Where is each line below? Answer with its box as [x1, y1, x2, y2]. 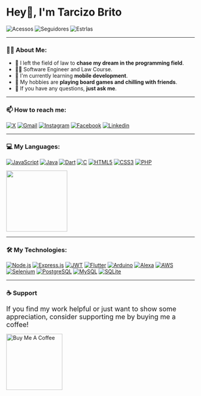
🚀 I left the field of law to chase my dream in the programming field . [14, 59, 184, 66]
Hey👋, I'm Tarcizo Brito [6, 5, 122, 19]
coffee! [6, 321, 29, 329]
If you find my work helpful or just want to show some [6, 305, 176, 313]
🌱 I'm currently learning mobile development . [14, 72, 128, 80]
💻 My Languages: [6, 143, 60, 151]
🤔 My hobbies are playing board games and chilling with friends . [14, 78, 178, 86]
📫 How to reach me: [6, 106, 67, 114]
